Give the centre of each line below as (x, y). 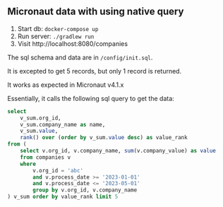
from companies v (46, 157)
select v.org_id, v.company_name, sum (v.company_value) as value (118, 151)
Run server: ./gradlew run (56, 36)
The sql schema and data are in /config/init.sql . (80, 57)
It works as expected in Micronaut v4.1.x (66, 85)
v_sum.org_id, (41, 118)
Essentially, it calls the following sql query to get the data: (91, 98)
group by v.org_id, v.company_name (85, 190)
